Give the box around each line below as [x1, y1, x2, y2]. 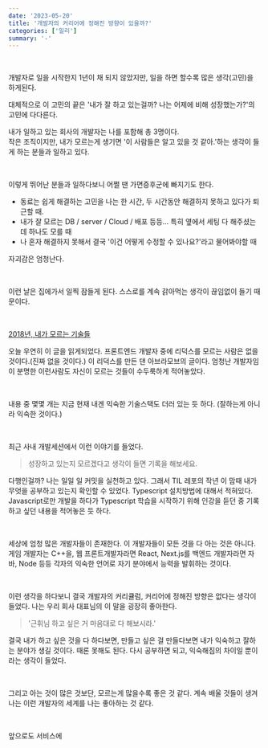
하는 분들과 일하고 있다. [16, 147, 90, 157]
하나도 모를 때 [28, 227, 72, 237]
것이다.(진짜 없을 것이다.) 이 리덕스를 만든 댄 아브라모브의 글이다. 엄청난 [8, 357, 232, 366]
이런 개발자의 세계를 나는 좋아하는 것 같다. [22, 698, 154, 708]
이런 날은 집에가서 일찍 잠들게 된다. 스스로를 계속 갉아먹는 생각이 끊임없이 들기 [8, 287, 253, 296]
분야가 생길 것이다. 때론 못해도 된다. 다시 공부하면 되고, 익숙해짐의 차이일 [16, 646, 243, 656]
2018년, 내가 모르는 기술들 [8, 329, 91, 339]
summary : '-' [8, 34, 52, 43]
